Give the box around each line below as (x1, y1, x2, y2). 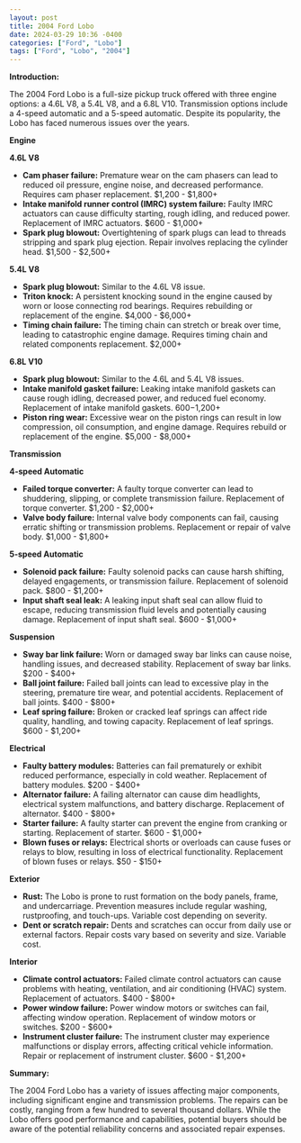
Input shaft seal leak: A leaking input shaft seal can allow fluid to (22, 595, 263, 606)
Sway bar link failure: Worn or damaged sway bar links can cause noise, (22, 649, 292, 660)
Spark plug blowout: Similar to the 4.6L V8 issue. (22, 281, 206, 293)
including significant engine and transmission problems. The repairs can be (9, 1095, 288, 1106)
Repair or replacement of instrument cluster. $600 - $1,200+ (22, 1050, 247, 1061)
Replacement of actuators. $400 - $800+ (22, 993, 177, 1004)
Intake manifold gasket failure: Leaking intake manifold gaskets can (22, 384, 276, 395)
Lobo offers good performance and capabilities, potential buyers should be (9, 1114, 288, 1125)
